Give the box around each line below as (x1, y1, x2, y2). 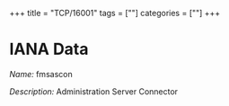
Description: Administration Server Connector (9, 85, 178, 97)
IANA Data (9, 40, 89, 59)
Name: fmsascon (9, 68, 74, 79)
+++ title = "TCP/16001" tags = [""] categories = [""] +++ (9, 8, 221, 18)
